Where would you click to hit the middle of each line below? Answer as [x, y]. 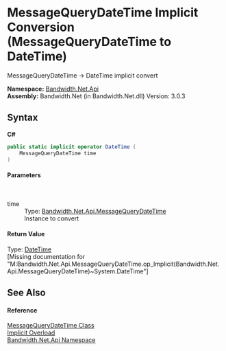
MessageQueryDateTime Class [51, 326]
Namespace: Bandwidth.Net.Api [53, 89]
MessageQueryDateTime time [58, 153]
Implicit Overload [31, 333]
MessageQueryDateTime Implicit [103, 13]
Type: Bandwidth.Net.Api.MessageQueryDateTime [95, 211]
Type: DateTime [29, 249]
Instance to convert [52, 218]
